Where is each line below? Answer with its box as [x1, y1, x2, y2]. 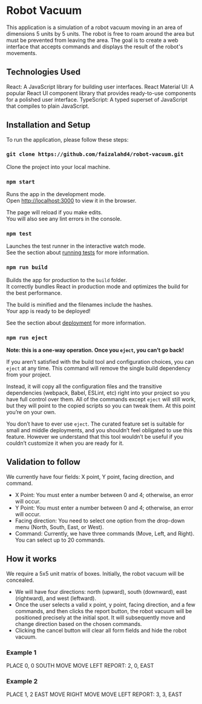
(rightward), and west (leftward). [15, 594, 97, 602]
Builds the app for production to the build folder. [6, 276, 128, 283]
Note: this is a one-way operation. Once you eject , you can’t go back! [6, 346, 184, 354]
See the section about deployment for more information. [6, 319, 146, 326]
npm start [6, 178, 35, 185]
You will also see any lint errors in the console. [6, 215, 122, 223]
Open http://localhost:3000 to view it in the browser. [6, 197, 137, 205]
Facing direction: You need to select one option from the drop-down [15, 517, 185, 524]
